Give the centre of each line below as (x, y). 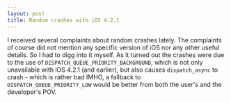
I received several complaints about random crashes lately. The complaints (114, 40)
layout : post (26, 14)
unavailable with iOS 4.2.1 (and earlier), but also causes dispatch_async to (113, 70)
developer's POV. (32, 92)
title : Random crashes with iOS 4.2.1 (63, 20)
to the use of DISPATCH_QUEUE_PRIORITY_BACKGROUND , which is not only (105, 62)
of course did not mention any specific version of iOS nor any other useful (113, 47)
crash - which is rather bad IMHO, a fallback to (74, 77)
